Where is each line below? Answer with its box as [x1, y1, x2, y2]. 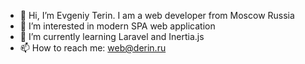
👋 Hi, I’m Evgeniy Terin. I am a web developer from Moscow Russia [19, 10, 295, 21]
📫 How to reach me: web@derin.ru [19, 42, 167, 54]
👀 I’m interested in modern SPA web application [19, 20, 216, 32]
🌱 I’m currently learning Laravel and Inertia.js [19, 31, 205, 42]
